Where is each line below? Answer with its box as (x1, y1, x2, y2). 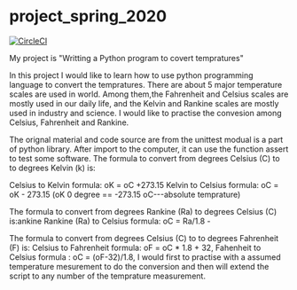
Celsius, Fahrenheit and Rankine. (9, 117, 129, 128)
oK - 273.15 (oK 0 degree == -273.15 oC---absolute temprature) (9, 189, 241, 200)
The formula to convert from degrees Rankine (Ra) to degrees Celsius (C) (9, 206, 277, 216)
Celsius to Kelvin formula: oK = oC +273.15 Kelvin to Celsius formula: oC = (9, 179, 279, 190)
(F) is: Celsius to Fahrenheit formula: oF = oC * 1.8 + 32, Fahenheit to (9, 242, 262, 253)
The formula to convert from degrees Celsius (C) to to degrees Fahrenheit (9, 232, 279, 243)
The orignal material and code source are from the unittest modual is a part (9, 134, 284, 145)
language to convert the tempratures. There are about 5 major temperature (9, 79, 283, 90)
